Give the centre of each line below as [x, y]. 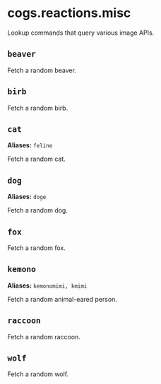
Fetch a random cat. [36, 159]
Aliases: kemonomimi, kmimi [47, 286]
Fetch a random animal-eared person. [62, 299]
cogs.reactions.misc [69, 13]
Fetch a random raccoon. [44, 337]
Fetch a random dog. [38, 210]
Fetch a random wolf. [38, 374]
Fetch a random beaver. [42, 70]
